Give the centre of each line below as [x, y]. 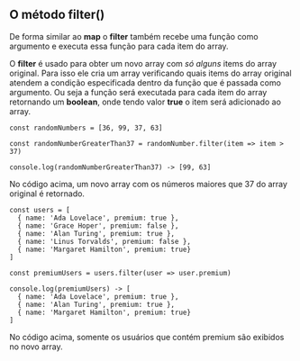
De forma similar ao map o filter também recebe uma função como [134, 36]
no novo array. [36, 347]
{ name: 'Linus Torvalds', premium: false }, [105, 241]
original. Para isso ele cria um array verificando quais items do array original [150, 73]
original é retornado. [47, 194]
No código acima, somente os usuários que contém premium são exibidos [147, 337]
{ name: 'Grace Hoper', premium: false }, [98, 226]
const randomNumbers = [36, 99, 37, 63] [86, 128]
